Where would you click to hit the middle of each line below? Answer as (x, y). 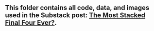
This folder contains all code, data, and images (77, 8)
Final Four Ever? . (31, 23)
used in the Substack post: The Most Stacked (75, 15)
